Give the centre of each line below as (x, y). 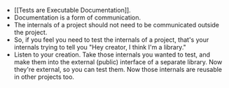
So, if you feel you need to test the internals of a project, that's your (111, 40)
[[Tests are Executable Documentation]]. (72, 10)
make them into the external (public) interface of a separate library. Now (118, 62)
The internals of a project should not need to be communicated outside (116, 25)
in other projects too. (44, 77)
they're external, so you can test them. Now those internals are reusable (118, 69)
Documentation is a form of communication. (77, 17)
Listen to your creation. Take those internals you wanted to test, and (112, 54)
